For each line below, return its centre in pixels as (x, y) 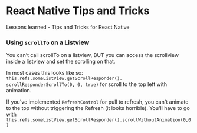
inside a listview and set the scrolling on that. (61, 61)
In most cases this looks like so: (45, 73)
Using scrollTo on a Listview (48, 42)
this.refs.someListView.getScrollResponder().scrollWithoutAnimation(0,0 (99, 120)
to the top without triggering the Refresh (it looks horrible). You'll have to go (98, 108)
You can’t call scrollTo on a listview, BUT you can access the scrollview (92, 55)
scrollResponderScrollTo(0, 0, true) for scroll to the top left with (86, 84)
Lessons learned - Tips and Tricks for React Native (68, 27)
